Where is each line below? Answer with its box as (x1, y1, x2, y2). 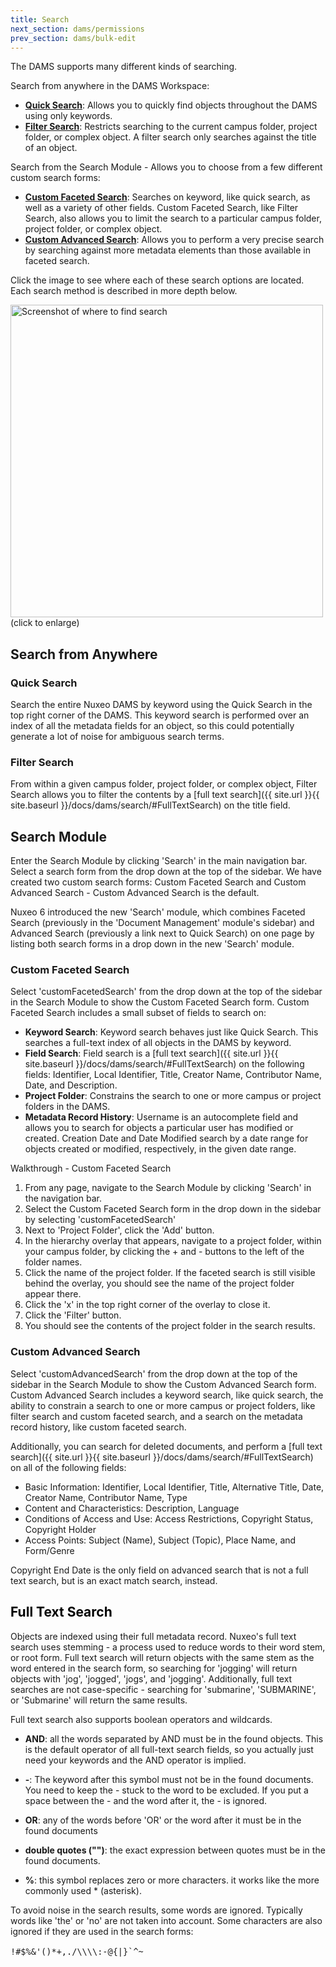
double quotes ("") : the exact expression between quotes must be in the (24, 1844, 326, 1856)
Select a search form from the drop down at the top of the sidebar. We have (10, 866, 322, 878)
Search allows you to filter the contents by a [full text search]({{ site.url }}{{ (10, 789, 320, 801)
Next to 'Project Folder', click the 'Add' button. (24, 1224, 215, 1236)
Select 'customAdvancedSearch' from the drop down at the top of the (10, 1367, 298, 1380)
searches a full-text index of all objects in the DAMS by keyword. (24, 1037, 292, 1049)
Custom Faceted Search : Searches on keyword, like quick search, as (24, 191, 311, 203)
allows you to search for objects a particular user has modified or (24, 1122, 294, 1134)
